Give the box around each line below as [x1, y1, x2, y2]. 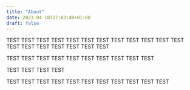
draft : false [6, 20, 39, 26]
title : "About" [6, 8, 45, 15]
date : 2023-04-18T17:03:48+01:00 [6, 14, 91, 21]
